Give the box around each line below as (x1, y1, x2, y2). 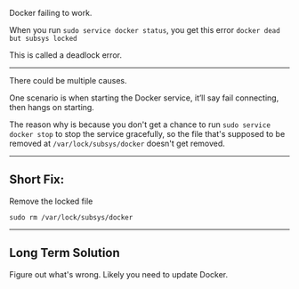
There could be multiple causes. (9, 76, 127, 85)
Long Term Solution (9, 245, 120, 261)
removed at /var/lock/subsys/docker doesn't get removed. (9, 138, 225, 149)
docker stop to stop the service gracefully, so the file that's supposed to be (9, 129, 286, 139)
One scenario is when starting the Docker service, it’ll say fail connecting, (9, 92, 279, 103)
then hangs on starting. (9, 102, 95, 112)
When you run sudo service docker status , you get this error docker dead (9, 25, 280, 35)
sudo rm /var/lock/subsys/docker (9, 213, 133, 221)
